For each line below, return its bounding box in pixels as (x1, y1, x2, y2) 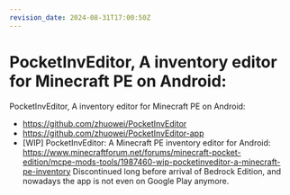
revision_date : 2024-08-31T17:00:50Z (9, 13, 151, 22)
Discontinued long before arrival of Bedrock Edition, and (72, 165, 282, 176)
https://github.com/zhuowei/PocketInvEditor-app (22, 128, 204, 138)
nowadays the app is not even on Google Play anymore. (22, 175, 230, 186)
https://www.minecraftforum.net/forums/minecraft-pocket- (22, 146, 241, 157)
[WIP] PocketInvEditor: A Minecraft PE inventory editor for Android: (22, 137, 271, 148)
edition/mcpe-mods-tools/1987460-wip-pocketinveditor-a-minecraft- (22, 156, 281, 167)
